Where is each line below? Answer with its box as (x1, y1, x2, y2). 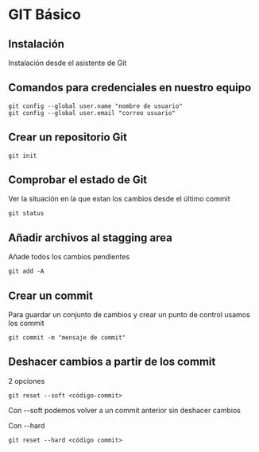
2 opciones (8, 376, 45, 385)
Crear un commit (8, 289, 94, 302)
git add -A (8, 267, 44, 275)
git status (8, 209, 44, 217)
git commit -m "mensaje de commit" (8, 334, 126, 342)
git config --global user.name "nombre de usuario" (8, 102, 183, 110)
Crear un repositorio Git (8, 131, 127, 144)
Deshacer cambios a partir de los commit (8, 355, 216, 369)
